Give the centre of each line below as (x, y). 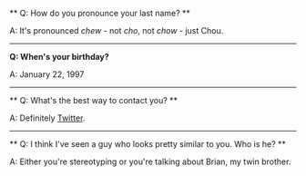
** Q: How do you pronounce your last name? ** (100, 13)
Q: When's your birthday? (59, 57)
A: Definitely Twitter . (47, 118)
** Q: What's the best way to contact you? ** (94, 100)
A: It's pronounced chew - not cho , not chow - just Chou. (117, 30)
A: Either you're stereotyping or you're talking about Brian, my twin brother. (150, 161)
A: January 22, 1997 (47, 74)
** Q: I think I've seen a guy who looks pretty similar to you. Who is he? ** (148, 144)
